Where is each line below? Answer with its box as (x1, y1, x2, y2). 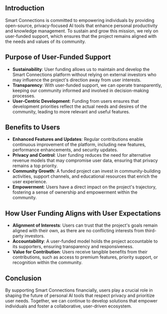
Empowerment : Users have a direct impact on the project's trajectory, (12, 184, 157, 190)
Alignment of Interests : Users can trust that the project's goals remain (12, 222, 158, 229)
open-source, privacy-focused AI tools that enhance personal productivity (5, 22, 158, 28)
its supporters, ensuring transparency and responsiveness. (12, 244, 134, 250)
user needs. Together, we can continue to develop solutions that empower (5, 298, 158, 304)
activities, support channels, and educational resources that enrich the (12, 173, 158, 179)
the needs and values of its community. (5, 38, 86, 44)
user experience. (12, 179, 47, 185)
